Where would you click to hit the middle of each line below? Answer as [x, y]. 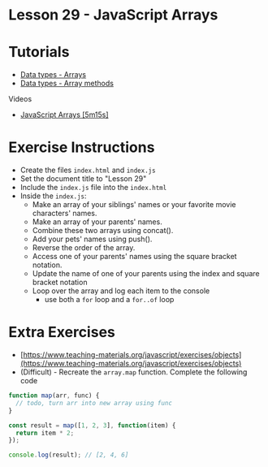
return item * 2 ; [45, 433]
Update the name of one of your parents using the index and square [146, 274]
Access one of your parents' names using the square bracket [134, 257]
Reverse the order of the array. [84, 248]
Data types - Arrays [53, 75]
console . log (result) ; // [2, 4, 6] [69, 455]
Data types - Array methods [67, 84]
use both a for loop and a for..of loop [109, 300]
